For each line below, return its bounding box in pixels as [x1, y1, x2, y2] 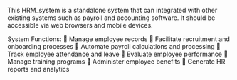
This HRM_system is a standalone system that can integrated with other [7, 6, 218, 14]
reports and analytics [7, 65, 70, 73]
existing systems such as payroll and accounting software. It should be [7, 13, 216, 22]
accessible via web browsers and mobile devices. [7, 21, 153, 29]
